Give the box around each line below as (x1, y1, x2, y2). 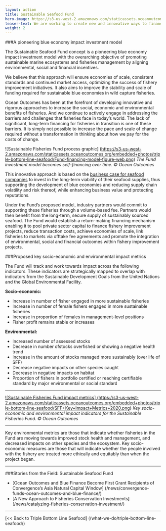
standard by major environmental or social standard (12, 381, 118, 386)
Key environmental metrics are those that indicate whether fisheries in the (5, 430, 156, 436)
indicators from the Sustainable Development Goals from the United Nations (5, 274, 160, 280)
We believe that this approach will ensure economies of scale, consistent (5, 74, 154, 80)
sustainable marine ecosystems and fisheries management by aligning (5, 59, 149, 65)
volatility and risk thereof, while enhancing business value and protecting (5, 187, 154, 193)
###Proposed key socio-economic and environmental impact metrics (5, 253, 147, 260)
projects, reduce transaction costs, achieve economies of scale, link (5, 228, 144, 234)
